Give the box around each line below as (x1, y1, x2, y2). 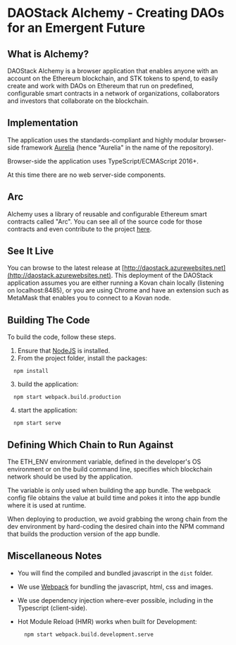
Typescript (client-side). (17, 603, 88, 612)
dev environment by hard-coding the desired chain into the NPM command (7, 522, 225, 531)
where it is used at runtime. (7, 501, 87, 510)
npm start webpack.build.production (13, 393, 121, 401)
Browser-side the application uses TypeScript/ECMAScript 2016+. (7, 156, 199, 165)
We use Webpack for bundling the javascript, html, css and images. (17, 582, 213, 591)
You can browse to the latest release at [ (7, 264, 125, 272)
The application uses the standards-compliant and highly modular (7, 135, 199, 144)
